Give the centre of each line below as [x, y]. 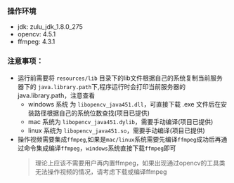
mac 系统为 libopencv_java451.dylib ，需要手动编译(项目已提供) [121, 121]
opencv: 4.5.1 [37, 34]
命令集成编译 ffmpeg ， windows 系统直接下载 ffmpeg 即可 [100, 148]
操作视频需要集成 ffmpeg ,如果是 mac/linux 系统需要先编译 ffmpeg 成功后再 [119, 139]
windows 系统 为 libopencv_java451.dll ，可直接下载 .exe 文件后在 [124, 104]
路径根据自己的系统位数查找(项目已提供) [92, 113]
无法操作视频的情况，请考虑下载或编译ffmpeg [101, 171]
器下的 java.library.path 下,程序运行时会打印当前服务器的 [102, 86]
